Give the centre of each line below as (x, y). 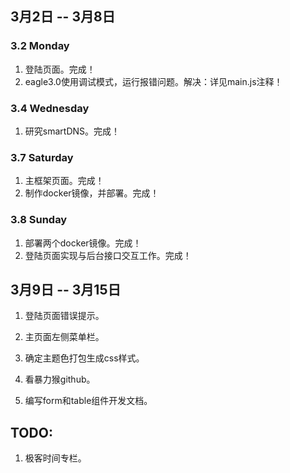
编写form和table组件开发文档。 (88, 401)
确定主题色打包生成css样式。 (84, 358)
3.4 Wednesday (50, 108)
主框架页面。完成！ (64, 181)
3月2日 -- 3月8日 (63, 17)
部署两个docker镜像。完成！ (83, 243)
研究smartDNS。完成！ (72, 131)
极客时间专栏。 (55, 458)
